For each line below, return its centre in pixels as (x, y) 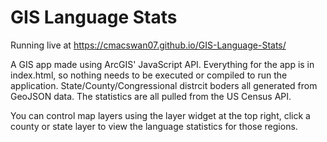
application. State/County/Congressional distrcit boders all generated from (164, 85)
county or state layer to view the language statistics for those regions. (154, 126)
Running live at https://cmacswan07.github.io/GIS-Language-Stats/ (148, 45)
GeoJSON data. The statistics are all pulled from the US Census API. (151, 96)
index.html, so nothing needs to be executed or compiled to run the (149, 75)
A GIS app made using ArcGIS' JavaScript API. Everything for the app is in (162, 64)
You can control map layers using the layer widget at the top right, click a (160, 115)
